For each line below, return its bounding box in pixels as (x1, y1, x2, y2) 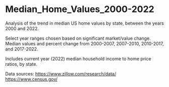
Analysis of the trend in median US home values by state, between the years (5, 20, 164, 26)
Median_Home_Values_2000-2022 (5, 4, 155, 15)
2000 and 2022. (5, 25, 39, 31)
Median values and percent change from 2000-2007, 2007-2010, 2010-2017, (5, 40, 164, 46)
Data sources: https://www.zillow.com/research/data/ (5, 70, 117, 76)
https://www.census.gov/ (5, 76, 58, 82)
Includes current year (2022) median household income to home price (5, 55, 151, 61)
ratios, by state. (5, 61, 38, 67)
